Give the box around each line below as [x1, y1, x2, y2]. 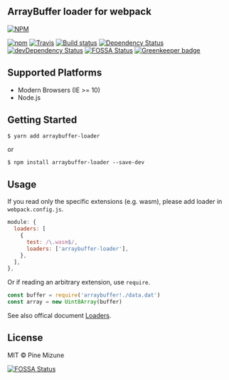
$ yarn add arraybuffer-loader [7, 133, 100, 140]
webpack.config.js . [7, 205, 64, 213]
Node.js [17, 93, 41, 102]
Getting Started [7, 114, 78, 126]
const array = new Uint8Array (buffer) [7, 299, 122, 306]
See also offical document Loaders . [7, 312, 112, 319]
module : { [7, 219, 37, 226]
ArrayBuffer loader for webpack [7, 6, 151, 18]
